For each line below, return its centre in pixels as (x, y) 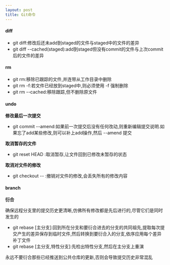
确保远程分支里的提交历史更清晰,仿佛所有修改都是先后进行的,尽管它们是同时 (84, 210)
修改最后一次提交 (23, 116)
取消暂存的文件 (21, 144)
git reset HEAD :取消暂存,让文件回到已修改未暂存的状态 (70, 155)
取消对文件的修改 (23, 165)
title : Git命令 (20, 15)
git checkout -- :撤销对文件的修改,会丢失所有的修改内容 (70, 176)
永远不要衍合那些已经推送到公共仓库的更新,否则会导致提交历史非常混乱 (79, 257)
